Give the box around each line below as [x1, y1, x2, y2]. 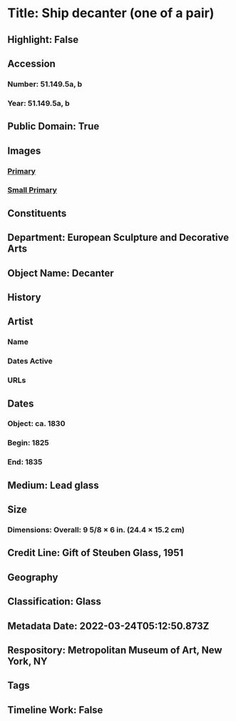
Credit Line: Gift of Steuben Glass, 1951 [7, 547, 184, 559]
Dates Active [7, 356, 53, 366]
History [7, 292, 41, 303]
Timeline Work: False [7, 704, 103, 716]
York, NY [7, 655, 48, 667]
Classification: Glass [7, 595, 102, 608]
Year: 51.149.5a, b [7, 98, 70, 108]
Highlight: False [7, 34, 79, 46]
